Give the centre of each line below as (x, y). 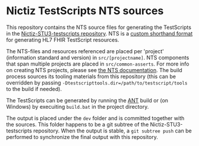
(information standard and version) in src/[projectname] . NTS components (98, 57)
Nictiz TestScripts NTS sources (85, 11)
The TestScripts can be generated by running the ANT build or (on (87, 100)
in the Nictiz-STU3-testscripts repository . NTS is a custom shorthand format (99, 33)
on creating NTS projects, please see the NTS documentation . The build (94, 70)
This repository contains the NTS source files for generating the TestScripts (99, 27)
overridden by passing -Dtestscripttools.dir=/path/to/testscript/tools (97, 82)
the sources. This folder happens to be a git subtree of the (78, 124)
